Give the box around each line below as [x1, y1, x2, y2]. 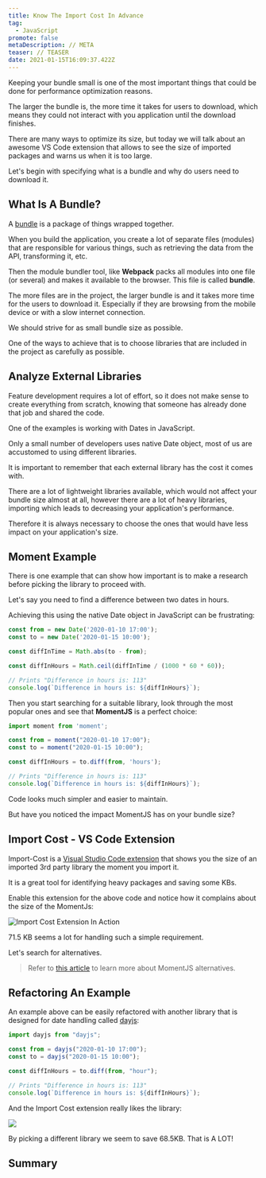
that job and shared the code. [8, 407, 105, 418]
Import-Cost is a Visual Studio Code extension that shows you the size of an [8, 853, 257, 863]
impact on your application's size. [8, 527, 119, 537]
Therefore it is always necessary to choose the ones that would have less [8, 519, 249, 528]
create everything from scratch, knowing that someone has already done [8, 399, 247, 409]
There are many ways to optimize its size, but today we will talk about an [8, 134, 245, 143]
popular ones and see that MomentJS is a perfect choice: [8, 706, 198, 716]
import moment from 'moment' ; [8, 721, 109, 730]
